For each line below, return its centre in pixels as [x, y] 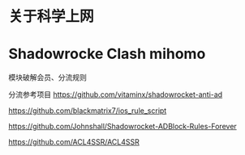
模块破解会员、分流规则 [47, 77]
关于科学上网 [52, 17]
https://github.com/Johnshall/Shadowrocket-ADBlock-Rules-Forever [122, 127]
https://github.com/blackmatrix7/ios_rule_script [88, 111]
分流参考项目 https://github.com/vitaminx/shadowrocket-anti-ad [116, 94]
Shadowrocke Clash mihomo [107, 54]
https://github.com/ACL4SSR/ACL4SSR [74, 142]
